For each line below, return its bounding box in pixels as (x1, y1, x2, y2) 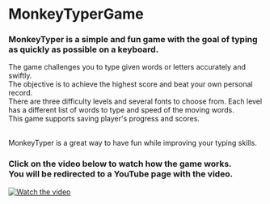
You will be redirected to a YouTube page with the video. (8, 168, 233, 180)
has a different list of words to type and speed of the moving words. (8, 105, 234, 115)
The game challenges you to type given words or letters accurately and (8, 62, 247, 72)
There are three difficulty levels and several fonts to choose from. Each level (8, 96, 263, 106)
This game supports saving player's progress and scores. (8, 114, 200, 124)
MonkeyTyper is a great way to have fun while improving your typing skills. (8, 138, 257, 148)
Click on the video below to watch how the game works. (8, 159, 232, 170)
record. (8, 88, 33, 98)
